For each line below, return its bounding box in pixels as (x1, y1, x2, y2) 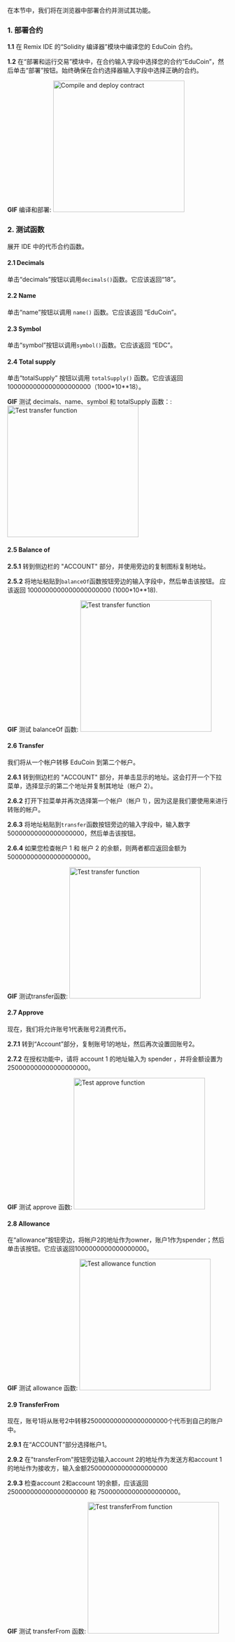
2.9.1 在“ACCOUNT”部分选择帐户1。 (7, 1440, 111, 1449)
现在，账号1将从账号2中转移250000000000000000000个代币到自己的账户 (7, 1417, 223, 1425)
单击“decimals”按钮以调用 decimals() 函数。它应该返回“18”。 (7, 275, 180, 283)
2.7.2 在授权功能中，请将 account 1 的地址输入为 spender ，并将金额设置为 (7, 1054, 223, 1064)
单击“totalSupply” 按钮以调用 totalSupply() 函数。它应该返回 (7, 374, 183, 382)
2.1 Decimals (7, 259, 45, 267)
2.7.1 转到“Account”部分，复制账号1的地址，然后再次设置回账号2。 (7, 1040, 199, 1048)
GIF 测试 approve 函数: (7, 1203, 73, 1212)
